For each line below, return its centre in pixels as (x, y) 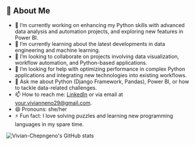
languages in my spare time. (49, 124)
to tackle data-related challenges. (56, 88)
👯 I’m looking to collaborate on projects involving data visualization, (97, 56)
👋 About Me (28, 11)
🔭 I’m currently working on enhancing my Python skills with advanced (100, 25)
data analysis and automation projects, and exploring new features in (99, 31)
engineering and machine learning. (57, 50)
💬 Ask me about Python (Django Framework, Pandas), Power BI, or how (102, 81)
